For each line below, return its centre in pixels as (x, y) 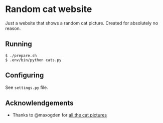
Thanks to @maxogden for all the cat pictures (59, 115)
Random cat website (49, 9)
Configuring (25, 75)
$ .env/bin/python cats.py (33, 60)
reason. (13, 28)
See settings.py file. (27, 87)
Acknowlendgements (39, 103)
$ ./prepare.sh (21, 55)
